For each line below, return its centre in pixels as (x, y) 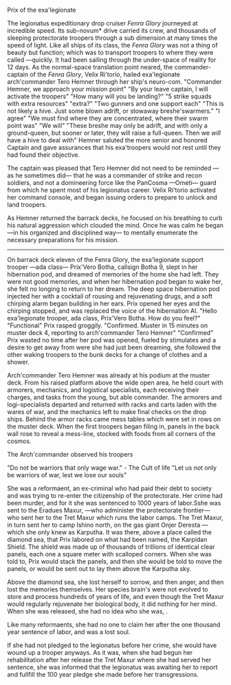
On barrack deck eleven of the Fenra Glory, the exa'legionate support (106, 260)
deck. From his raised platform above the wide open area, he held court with (115, 382)
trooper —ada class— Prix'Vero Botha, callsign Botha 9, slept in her (102, 267)
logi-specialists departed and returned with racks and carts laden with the (112, 404)
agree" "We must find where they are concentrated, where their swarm (108, 118)
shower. (18, 362)
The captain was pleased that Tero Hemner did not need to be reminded (109, 168)
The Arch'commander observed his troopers (70, 454)
